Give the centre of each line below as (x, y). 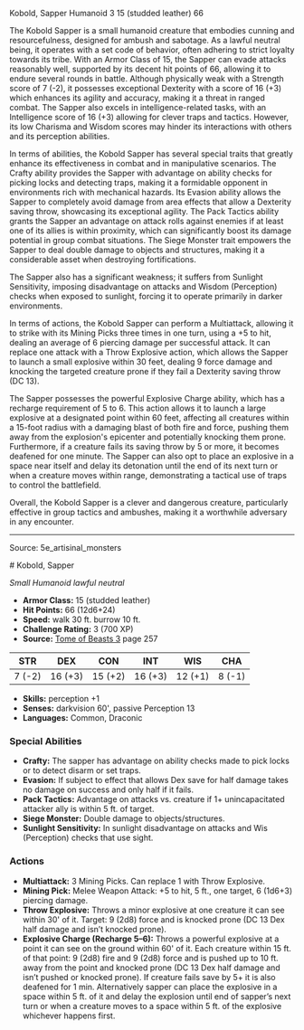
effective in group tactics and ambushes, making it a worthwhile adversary (148, 512)
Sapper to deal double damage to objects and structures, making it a (137, 250)
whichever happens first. (69, 1016)
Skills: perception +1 (61, 699)
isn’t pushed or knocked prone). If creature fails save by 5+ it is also (149, 977)
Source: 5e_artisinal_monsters (66, 548)
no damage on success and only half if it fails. (108, 789)
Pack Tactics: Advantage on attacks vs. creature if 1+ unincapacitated (153, 799)
